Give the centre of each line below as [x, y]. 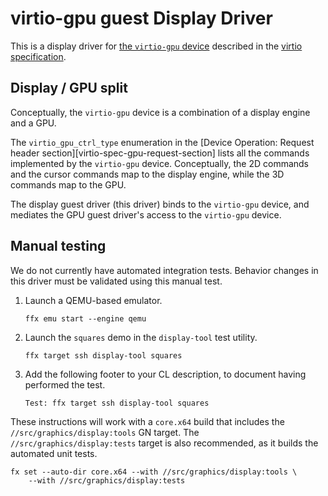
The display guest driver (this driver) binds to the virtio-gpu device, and [160, 204]
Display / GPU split [69, 88]
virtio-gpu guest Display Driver [141, 18]
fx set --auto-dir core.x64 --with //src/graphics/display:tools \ [154, 472]
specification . [38, 56]
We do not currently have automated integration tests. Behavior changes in [164, 270]
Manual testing [58, 246]
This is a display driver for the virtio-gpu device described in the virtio [156, 46]
